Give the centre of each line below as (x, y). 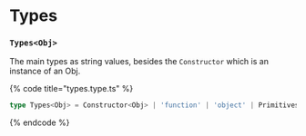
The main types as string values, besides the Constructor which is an (139, 62)
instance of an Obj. (45, 71)
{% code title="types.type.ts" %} (71, 89)
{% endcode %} (40, 122)
